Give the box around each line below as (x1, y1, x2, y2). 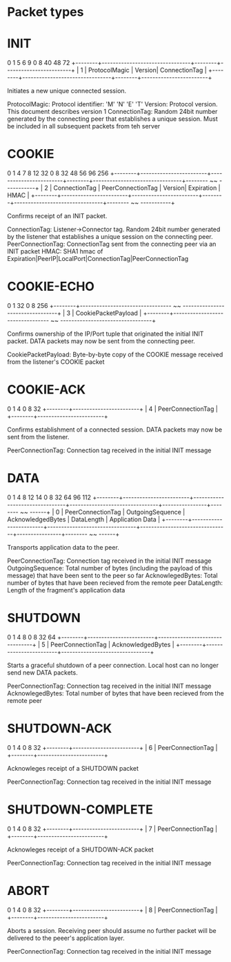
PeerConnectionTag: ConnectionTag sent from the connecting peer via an (7, 240, 217, 249)
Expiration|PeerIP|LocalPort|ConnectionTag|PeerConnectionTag (7, 255, 189, 263)
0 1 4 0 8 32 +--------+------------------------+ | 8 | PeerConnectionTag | (7, 905, 218, 914)
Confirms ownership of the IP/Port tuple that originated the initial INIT (7, 329, 204, 338)
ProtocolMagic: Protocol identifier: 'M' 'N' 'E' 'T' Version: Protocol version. (7, 100, 218, 108)
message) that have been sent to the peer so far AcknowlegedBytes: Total (7, 571, 219, 579)
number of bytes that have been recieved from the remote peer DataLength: (7, 578, 223, 587)
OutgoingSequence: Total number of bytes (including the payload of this (7, 564, 212, 572)
